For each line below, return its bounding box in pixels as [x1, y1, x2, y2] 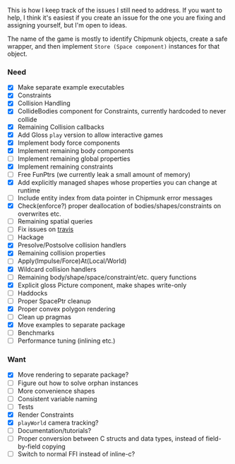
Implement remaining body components [17, 146, 134, 154]
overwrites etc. [17, 209, 61, 218]
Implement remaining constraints [17, 162, 114, 171]
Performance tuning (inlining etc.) [17, 336, 116, 345]
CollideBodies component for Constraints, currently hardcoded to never [17, 107, 227, 116]
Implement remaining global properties [17, 154, 131, 163]
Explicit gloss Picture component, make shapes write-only [17, 281, 187, 289]
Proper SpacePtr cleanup [17, 296, 92, 305]
